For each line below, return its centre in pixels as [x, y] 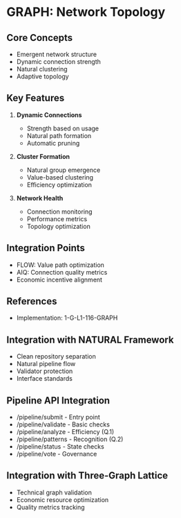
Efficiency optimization [59, 184]
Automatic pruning [53, 143]
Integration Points [46, 248]
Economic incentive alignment [59, 279]
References [32, 301]
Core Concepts [40, 38]
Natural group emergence [64, 170]
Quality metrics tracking [50, 507]
